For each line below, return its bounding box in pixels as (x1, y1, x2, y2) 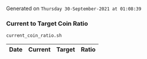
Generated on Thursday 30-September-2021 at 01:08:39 (6, 5, 142, 12)
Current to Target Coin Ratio (6, 19, 89, 27)
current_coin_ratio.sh (6, 33, 62, 39)
